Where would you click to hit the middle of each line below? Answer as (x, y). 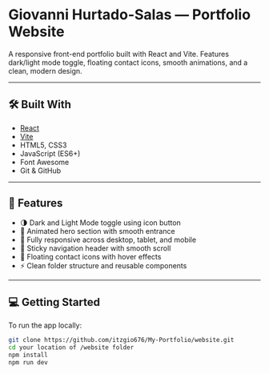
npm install (28, 355)
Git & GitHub (40, 171)
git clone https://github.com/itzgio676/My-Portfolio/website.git (121, 340)
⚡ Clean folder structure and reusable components (103, 265)
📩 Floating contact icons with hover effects (90, 256)
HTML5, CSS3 (43, 145)
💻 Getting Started (54, 302)
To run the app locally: (45, 325)
